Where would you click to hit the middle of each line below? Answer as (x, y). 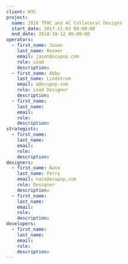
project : (17, 17)
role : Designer (36, 185)
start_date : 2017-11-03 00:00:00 (53, 28)
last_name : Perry (39, 174)
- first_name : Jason (37, 46)
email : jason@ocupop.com (48, 56)
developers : (21, 224)
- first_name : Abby (36, 73)
